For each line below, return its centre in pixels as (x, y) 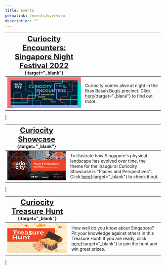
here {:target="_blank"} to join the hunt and (114, 244)
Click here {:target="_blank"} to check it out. (114, 177)
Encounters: (44, 47)
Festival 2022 (44, 66)
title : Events (20, 10)
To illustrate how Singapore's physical (108, 155)
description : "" (22, 21)
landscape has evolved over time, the (108, 161)
